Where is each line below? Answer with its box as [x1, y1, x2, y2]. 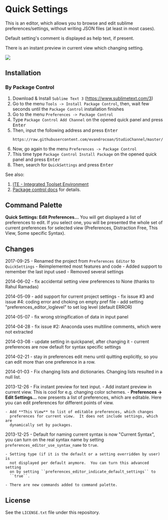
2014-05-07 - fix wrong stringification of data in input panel [5, 314, 129, 320]
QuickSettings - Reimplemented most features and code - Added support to [5, 263, 162, 269]
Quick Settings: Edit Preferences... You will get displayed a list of [5, 214, 141, 220]
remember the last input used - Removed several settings [5, 269, 124, 275]
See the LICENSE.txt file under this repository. [5, 509, 100, 515]
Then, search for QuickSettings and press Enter [12, 161, 114, 167]
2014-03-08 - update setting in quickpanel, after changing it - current [5, 338, 149, 344]
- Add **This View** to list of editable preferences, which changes [5, 410, 154, 415]
